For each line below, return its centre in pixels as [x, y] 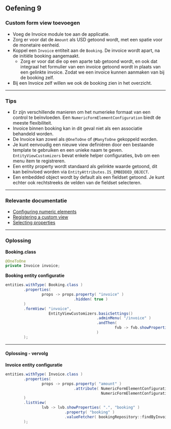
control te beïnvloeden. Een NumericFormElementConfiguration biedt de [87, 117]
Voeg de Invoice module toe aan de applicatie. [61, 34]
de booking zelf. [37, 77]
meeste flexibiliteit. [32, 123]
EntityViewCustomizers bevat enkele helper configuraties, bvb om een [86, 155]
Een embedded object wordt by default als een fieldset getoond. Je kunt [89, 177]
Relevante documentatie [36, 200]
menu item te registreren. [39, 161]
